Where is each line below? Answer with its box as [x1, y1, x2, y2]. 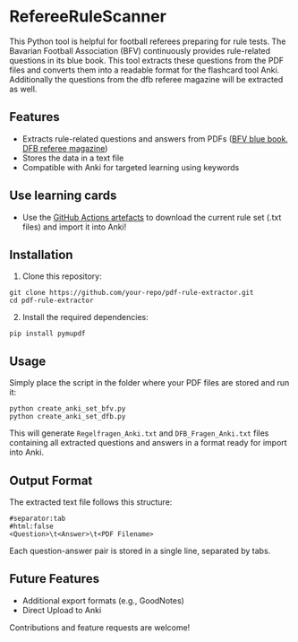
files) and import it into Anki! [21, 221, 127, 232]
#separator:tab [9, 514, 66, 523]
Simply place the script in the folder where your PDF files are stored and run [9, 377, 290, 388]
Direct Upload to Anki [21, 604, 102, 615]
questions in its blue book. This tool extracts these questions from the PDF [9, 55, 285, 65]
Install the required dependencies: [21, 312, 149, 323]
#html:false [9, 522, 54, 531]
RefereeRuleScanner [9, 6, 167, 27]
